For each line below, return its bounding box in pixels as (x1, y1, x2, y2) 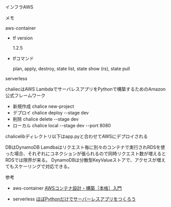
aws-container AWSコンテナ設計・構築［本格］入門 (12, 185, 122, 191)
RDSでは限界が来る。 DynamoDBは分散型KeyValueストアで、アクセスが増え (5, 157, 166, 163)
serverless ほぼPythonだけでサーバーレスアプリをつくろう (12, 196, 136, 202)
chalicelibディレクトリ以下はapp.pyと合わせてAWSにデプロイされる (5, 133, 148, 139)
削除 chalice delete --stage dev (12, 116, 79, 122)
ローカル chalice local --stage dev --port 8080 (12, 123, 111, 128)
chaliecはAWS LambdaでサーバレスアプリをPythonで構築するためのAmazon (5, 86, 166, 92)
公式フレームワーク (5, 93, 46, 98)
